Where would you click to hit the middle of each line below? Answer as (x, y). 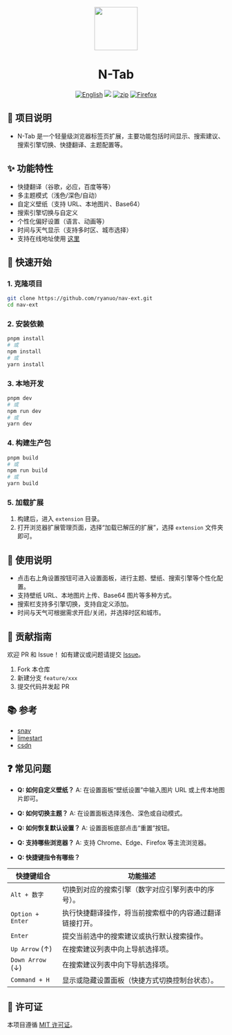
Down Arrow (28, 960)
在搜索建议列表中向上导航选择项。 (117, 949)
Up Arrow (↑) (31, 949)
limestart (30, 738)
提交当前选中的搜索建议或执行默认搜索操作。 (135, 936)
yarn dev (20, 424)
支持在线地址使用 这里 (48, 238)
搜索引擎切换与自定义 (47, 212)
